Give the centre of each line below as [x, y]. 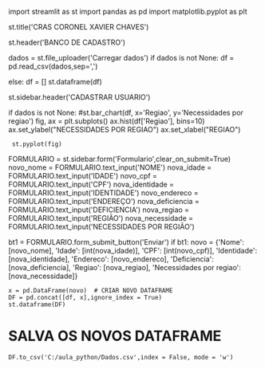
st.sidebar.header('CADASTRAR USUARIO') [79, 97]
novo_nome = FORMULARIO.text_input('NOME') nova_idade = [110, 167]
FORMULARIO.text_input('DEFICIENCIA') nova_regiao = [99, 210]
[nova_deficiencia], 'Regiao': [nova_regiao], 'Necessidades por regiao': [125, 267]
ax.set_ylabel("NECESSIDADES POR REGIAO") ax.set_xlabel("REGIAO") [125, 130]
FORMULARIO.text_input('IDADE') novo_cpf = [83, 176]
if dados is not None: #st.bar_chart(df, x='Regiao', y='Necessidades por [126, 112]
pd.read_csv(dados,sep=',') [53, 66]
